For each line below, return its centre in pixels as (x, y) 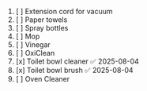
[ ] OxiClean (35, 53)
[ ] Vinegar (33, 45)
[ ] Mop (28, 36)
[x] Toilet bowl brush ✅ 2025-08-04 (74, 70)
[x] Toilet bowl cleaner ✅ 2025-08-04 (77, 61)
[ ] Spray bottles (42, 28)
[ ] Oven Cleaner (43, 79)
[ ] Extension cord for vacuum (64, 11)
